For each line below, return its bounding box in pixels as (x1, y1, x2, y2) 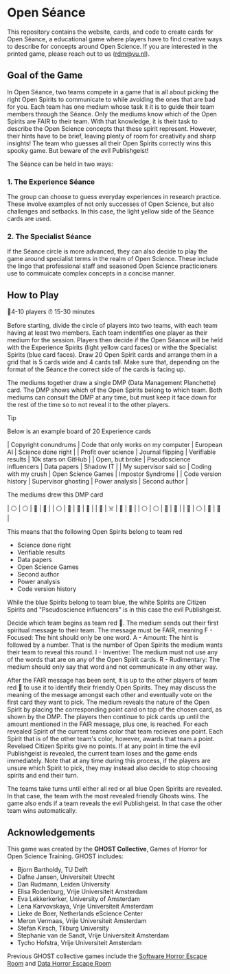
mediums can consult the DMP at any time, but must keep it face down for (7, 393, 217, 402)
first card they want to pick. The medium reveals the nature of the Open (7, 698, 210, 707)
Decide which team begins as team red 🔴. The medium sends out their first (7, 619, 219, 628)
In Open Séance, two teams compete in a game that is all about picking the (7, 87, 219, 96)
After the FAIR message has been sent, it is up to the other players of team (7, 676, 218, 685)
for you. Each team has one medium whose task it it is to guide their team (7, 102, 215, 111)
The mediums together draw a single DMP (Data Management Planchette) (7, 379, 216, 387)
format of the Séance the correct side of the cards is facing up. (7, 365, 186, 373)
